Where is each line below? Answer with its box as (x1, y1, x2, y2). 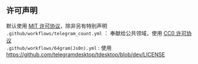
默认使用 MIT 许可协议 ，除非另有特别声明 (6, 22, 108, 29)
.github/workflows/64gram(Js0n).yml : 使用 (6, 44, 112, 51)
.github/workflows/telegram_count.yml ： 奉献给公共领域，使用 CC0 (6, 29, 175, 36)
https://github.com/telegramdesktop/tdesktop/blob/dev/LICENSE (6, 50, 165, 58)
